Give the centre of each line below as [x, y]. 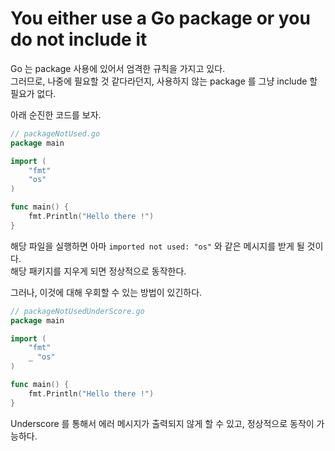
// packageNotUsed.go [55, 133]
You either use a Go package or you [160, 18]
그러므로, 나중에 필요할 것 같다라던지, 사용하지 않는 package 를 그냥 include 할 [164, 81]
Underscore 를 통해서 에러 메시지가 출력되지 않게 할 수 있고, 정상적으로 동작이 [162, 423]
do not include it [79, 39]
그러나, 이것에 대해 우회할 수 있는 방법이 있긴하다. [106, 292]
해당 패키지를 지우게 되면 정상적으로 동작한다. [98, 271]
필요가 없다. [33, 93]
